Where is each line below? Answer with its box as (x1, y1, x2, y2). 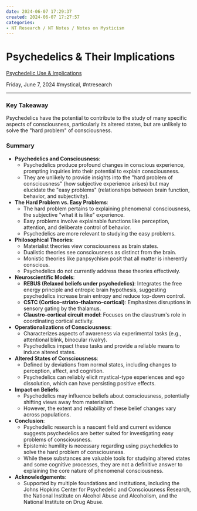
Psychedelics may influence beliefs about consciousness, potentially (23, 392, 190, 399)
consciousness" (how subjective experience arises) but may (23, 180, 169, 187)
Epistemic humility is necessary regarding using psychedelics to (23, 442, 179, 449)
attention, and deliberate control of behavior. (23, 224, 131, 231)
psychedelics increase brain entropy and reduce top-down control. (23, 292, 185, 300)
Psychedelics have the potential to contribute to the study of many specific (6, 115, 188, 122)
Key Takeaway (6, 101, 49, 109)
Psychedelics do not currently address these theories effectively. (23, 267, 181, 274)
